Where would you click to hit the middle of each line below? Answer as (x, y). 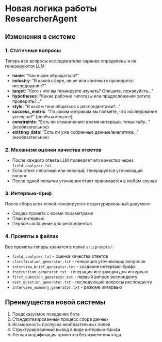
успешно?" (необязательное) (42, 116)
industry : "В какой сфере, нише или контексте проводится (73, 80)
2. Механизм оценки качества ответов (53, 150)
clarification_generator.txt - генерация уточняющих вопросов (79, 261)
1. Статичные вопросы (33, 50)
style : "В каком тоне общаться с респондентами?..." (66, 106)
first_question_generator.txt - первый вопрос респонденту (75, 277)
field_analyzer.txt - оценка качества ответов (60, 256)
